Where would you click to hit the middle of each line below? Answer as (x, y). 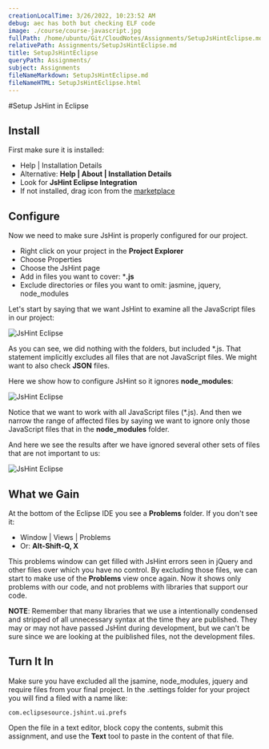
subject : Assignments (44, 68)
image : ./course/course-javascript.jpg (75, 30)
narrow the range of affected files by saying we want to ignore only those (129, 421)
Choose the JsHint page (60, 268)
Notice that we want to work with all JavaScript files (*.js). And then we (125, 413)
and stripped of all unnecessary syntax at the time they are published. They (133, 619)
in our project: (31, 318)
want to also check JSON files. (59, 366)
